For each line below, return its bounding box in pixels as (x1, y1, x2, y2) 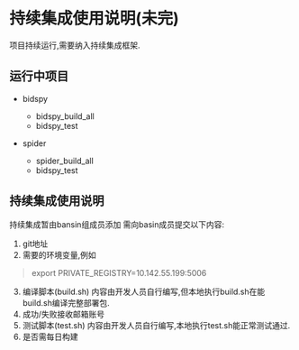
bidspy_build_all (35, 110, 95, 122)
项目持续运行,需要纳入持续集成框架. (9, 40, 141, 51)
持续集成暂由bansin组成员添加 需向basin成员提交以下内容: (9, 218, 225, 230)
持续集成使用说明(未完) (9, 8, 180, 29)
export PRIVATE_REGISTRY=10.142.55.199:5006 (31, 267, 207, 278)
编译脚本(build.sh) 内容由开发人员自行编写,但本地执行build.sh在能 (22, 286, 266, 297)
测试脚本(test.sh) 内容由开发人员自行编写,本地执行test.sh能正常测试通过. (22, 319, 291, 330)
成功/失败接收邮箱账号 (22, 309, 105, 319)
